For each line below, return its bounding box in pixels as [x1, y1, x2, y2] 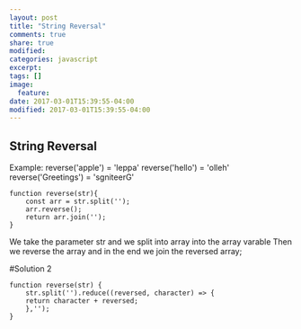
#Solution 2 [9, 263, 52, 274]
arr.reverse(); [25, 205, 83, 214]
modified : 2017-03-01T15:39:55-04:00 [9, 105, 151, 114]
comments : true [9, 30, 66, 39]
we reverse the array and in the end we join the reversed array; [9, 246, 243, 257]
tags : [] [9, 72, 42, 81]
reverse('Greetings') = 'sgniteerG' [9, 172, 135, 182]
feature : [17, 88, 50, 97]
